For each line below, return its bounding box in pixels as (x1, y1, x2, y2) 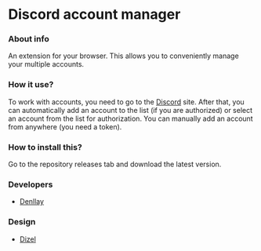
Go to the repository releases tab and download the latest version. (8, 159, 222, 169)
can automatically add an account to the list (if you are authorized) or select (8, 105, 253, 115)
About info (8, 34, 49, 45)
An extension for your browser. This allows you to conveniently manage (8, 51, 239, 60)
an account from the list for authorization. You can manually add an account (8, 114, 253, 123)
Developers (8, 179, 53, 190)
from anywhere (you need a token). (8, 122, 122, 131)
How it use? (8, 79, 54, 90)
